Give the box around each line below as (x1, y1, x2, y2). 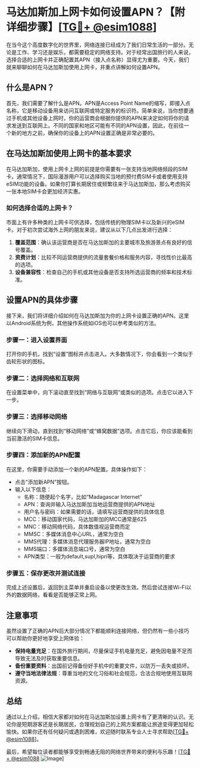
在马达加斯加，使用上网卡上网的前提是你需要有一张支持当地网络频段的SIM (6, 165, 188, 173)
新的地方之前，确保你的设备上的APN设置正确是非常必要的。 (11, 129, 158, 136)
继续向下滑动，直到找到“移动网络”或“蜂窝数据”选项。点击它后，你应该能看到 (6, 427, 193, 435)
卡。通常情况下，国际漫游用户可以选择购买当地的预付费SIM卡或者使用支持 (6, 173, 188, 180)
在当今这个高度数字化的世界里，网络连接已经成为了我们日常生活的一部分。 (6, 41, 189, 48)
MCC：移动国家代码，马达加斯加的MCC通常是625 (23, 516, 147, 523)
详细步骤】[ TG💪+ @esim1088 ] (6, 20, 157, 34)
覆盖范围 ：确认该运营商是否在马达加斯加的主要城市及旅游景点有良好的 (14, 239, 187, 246)
